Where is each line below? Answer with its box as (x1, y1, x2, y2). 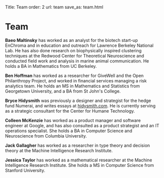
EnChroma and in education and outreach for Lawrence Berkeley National (5, 42, 154, 48)
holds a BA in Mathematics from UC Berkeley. (5, 63, 97, 69)
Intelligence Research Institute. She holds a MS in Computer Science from (5, 162, 154, 168)
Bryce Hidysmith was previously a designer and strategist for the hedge (5, 98, 151, 103)
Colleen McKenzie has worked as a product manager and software (5, 117, 141, 123)
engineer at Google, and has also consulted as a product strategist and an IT (5, 122, 160, 128)
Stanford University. (5, 167, 46, 173)
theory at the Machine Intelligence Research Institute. (5, 147, 113, 153)
